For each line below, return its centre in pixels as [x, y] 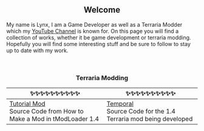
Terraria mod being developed [150, 119]
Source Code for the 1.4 [141, 112]
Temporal [120, 104]
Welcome [102, 10]
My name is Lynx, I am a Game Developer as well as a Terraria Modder [94, 24]
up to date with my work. [37, 50]
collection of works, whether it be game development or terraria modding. [99, 37]
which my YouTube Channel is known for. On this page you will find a [93, 31]
